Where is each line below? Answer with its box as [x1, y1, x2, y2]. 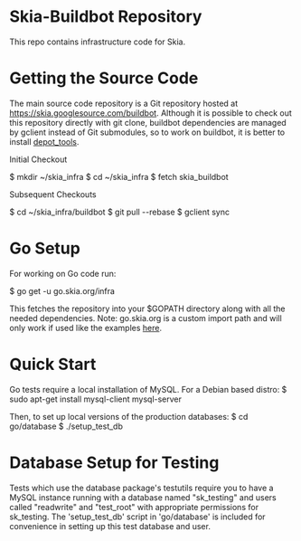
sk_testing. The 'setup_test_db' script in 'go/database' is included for [9, 511, 266, 522]
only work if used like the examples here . [9, 322, 163, 333]
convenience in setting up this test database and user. [9, 520, 211, 531]
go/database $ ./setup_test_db [9, 421, 124, 432]
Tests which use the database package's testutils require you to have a [9, 482, 274, 493]
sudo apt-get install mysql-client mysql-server [9, 394, 183, 404]
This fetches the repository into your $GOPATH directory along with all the [9, 303, 286, 314]
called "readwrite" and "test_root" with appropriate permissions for [9, 501, 259, 512]
